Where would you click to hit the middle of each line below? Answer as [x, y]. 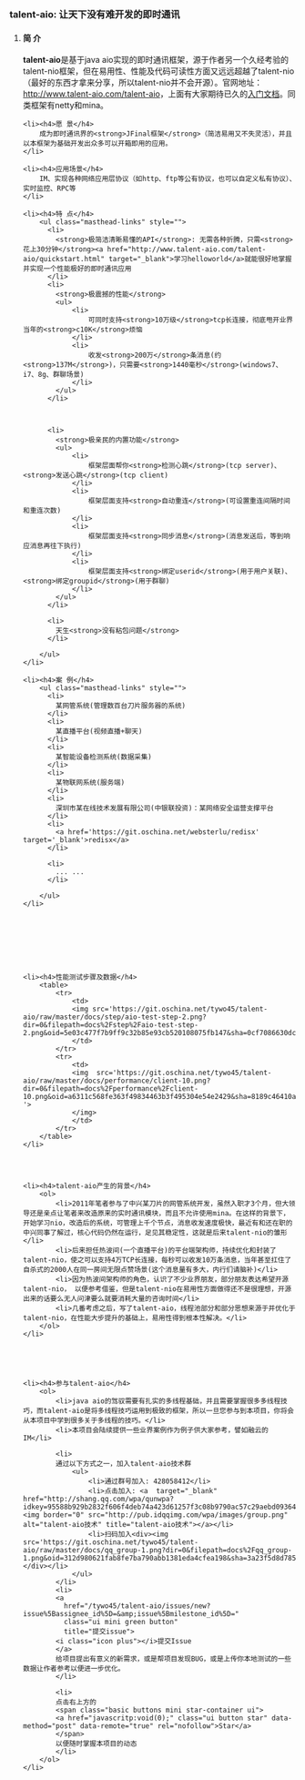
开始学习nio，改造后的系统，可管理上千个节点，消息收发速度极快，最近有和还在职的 [158, 1223]
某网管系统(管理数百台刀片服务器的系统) [121, 706]
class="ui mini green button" [121, 1622]
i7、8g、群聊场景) [53, 375]
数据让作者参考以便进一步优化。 [74, 1669]
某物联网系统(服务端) [91, 783]
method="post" [49, 1726]
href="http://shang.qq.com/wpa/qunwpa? [98, 1500]
